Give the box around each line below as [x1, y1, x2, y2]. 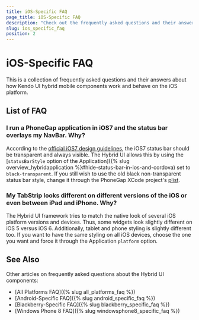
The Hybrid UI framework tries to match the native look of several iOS [6, 212, 176, 219]
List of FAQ [6, 106, 47, 116]
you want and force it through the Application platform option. [6, 237, 158, 244]
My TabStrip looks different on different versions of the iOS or [6, 191, 188, 199]
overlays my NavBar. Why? [6, 131, 86, 140]
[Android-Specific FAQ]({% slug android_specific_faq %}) [14, 294, 156, 302]
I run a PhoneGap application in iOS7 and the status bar [6, 124, 168, 132]
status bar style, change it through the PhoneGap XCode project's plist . [6, 176, 181, 183]
